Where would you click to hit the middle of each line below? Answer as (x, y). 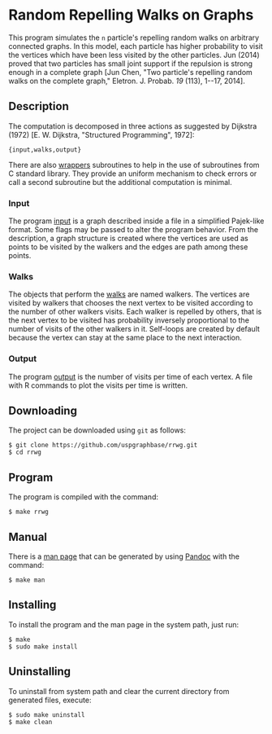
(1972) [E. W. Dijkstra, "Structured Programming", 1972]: (101, 134)
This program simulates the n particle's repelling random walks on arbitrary (134, 37)
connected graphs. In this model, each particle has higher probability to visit (136, 46)
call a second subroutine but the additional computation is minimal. (121, 182)
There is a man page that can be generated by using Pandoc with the (124, 556)
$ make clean (30, 722)
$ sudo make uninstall (47, 714)
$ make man (27, 580)
